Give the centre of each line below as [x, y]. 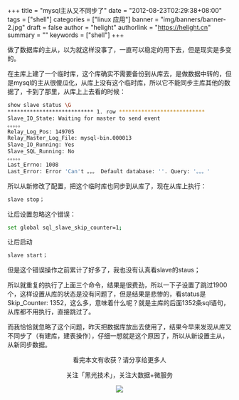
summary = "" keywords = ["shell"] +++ [66, 35]
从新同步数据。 [29, 345]
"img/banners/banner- [193, 19]
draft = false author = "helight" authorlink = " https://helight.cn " [119, 27]
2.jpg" [16, 27]
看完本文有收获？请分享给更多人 [119, 360]
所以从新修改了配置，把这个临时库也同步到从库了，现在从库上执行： [107, 186]
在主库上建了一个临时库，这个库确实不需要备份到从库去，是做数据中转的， [116, 74]
